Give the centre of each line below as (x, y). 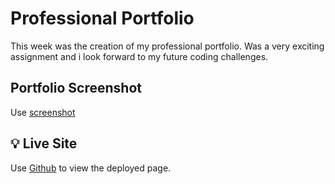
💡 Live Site (44, 143)
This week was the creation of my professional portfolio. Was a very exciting (167, 46)
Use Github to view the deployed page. (91, 168)
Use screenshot (43, 112)
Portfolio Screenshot (76, 88)
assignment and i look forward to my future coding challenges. (139, 56)
